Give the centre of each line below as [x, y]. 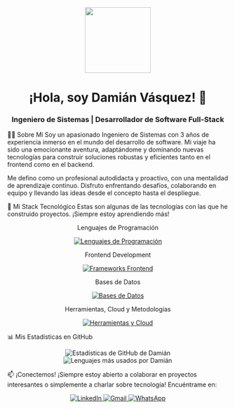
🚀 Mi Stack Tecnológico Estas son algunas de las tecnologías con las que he [117, 207]
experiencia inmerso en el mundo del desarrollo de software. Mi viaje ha [112, 142]
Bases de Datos [118, 282]
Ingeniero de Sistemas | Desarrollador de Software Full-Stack [118, 120]
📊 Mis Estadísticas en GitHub [50, 337]
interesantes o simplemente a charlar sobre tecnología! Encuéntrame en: [112, 384]
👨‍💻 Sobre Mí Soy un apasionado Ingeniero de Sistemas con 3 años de [108, 135]
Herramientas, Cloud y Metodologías [118, 309]
